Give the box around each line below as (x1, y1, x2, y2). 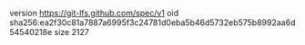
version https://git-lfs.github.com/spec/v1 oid (9, 8, 179, 18)
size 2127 (54, 27, 89, 37)
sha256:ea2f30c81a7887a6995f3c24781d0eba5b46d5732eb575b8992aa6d (9, 17, 296, 28)
